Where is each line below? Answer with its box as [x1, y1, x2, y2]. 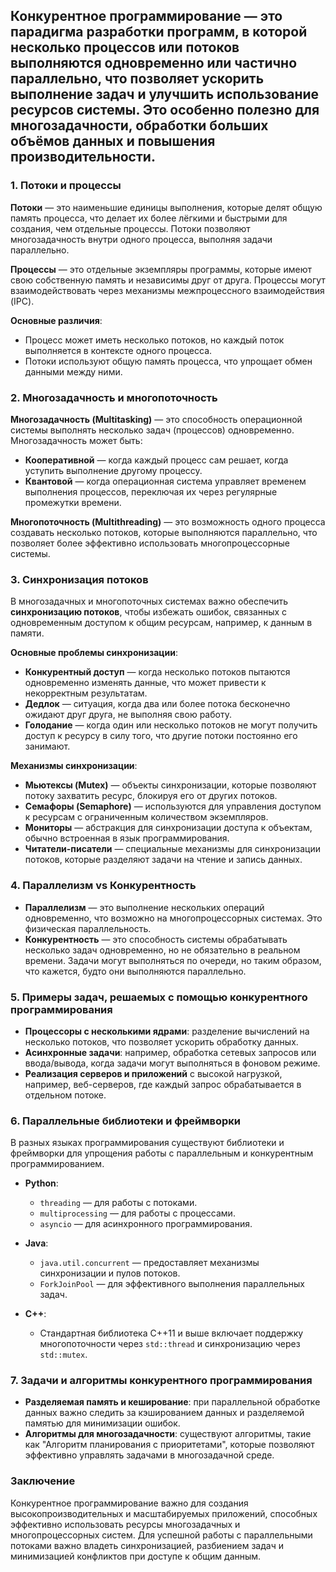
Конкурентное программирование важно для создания [10, 1497, 249, 1509]
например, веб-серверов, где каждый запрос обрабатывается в [24, 1078, 302, 1090]
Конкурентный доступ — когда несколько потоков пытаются [24, 666, 291, 678]
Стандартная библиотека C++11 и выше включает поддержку [39, 1327, 304, 1339]
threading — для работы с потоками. [39, 1197, 198, 1209]
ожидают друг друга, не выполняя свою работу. [24, 709, 232, 721]
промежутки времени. [24, 496, 122, 508]
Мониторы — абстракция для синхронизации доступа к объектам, [24, 822, 313, 834]
